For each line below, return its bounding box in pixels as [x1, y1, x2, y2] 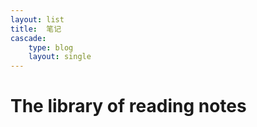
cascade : [10, 33, 47, 43]
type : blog [28, 42, 74, 53]
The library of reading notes [10, 95, 247, 118]
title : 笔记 [10, 24, 62, 34]
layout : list [10, 14, 65, 25]
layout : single [28, 52, 92, 62]
